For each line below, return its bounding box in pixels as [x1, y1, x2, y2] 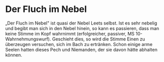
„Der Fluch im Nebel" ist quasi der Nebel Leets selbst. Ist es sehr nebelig [5, 20, 157, 26]
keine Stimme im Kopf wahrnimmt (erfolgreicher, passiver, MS [5, 30, 135, 36]
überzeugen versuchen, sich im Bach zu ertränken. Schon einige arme [5, 41, 153, 47]
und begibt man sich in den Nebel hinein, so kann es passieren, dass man [5, 25, 159, 31]
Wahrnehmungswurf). [5, 36, 51, 42]
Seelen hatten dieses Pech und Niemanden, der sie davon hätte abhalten [5, 46, 157, 52]
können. [5, 51, 22, 58]
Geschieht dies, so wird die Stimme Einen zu [52, 36, 146, 42]
